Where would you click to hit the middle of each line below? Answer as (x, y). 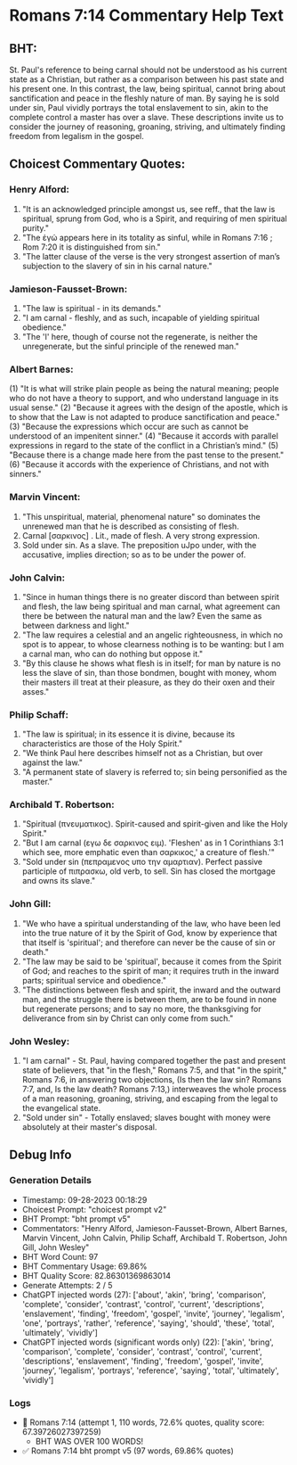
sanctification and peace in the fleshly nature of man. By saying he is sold (144, 98)
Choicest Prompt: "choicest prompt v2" (94, 1209)
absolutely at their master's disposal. (89, 1127)
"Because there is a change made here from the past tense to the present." (147, 455)
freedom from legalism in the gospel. (76, 136)
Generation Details (50, 1181)
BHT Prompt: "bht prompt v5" (76, 1219)
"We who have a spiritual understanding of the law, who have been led (151, 923)
